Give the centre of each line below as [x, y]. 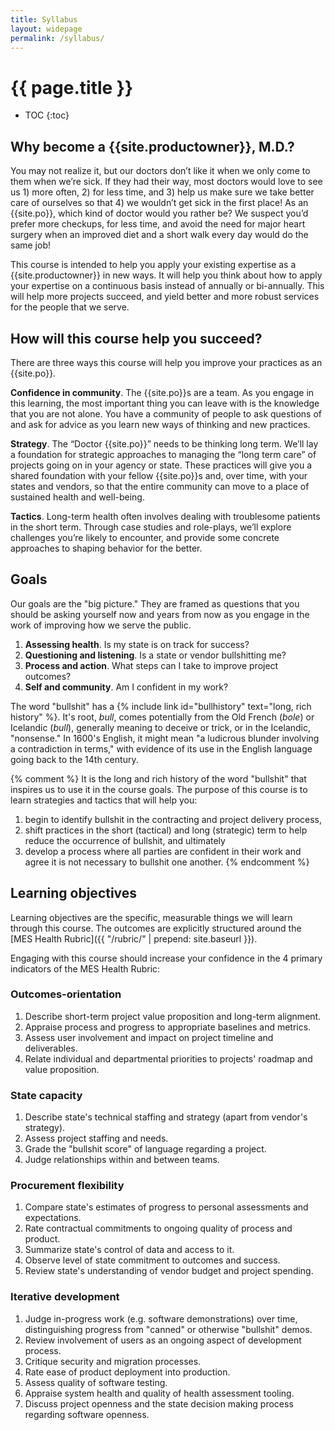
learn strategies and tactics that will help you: [104, 800]
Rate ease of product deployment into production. [127, 1372]
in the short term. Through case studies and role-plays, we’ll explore [151, 527]
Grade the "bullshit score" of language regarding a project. [145, 1149]
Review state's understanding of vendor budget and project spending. [169, 1271]
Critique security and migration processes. [113, 1361]
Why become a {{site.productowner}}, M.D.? [152, 146]
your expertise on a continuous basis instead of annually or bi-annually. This [167, 286]
